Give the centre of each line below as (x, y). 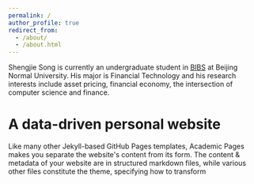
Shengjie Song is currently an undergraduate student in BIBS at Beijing (123, 67)
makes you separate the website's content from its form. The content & (124, 155)
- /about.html (38, 45)
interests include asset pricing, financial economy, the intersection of (121, 84)
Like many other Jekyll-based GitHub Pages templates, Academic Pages (127, 146)
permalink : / (30, 15)
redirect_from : (33, 30)
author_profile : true (44, 23)
